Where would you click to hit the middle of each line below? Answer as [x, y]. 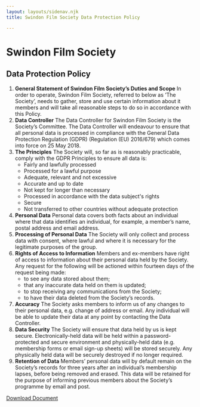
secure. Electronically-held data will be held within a [79, 335]
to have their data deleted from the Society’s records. [89, 297]
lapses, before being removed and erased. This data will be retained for [103, 374]
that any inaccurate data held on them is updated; [85, 285]
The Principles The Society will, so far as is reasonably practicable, [98, 152]
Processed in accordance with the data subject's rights [92, 196]
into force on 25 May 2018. [48, 145]
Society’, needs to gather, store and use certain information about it [98, 101]
